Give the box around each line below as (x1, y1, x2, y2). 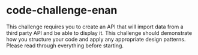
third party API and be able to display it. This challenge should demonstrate (6, 29, 193, 36)
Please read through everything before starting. (6, 42, 124, 49)
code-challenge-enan (6, 4, 118, 17)
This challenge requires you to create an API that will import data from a (6, 23, 184, 30)
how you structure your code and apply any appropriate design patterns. (6, 35, 186, 43)
